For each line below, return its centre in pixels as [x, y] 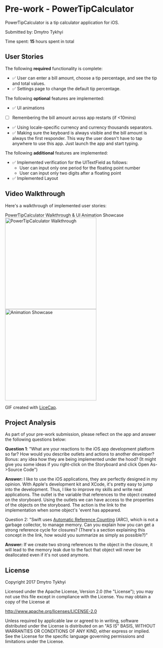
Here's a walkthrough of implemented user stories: [56, 205]
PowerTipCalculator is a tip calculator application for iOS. [62, 22]
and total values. [29, 83]
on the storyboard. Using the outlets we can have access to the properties [80, 500]
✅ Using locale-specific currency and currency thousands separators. [82, 127]
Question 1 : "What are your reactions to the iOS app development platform [80, 449]
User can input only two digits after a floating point [70, 173]
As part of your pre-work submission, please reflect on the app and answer [81, 434]
